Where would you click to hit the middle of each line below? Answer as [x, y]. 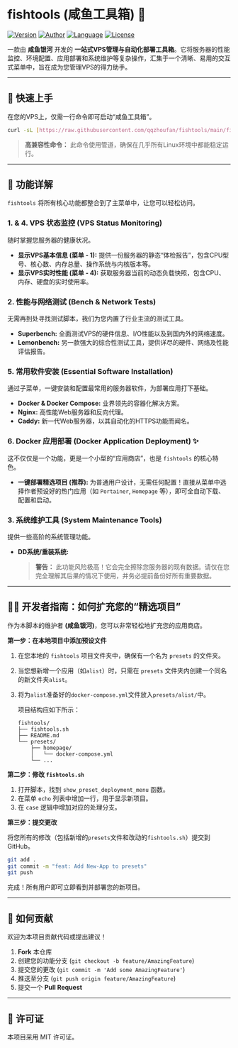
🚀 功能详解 [30, 185]
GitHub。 [21, 846]
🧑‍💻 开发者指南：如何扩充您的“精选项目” [94, 607]
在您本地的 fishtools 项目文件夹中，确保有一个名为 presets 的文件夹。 [121, 655]
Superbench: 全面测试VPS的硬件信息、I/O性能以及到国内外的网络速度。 [123, 333]
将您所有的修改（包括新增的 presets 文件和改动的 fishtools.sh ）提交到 [109, 837]
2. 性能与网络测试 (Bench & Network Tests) [82, 302]
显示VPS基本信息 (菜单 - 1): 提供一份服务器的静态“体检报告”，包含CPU [120, 255]
